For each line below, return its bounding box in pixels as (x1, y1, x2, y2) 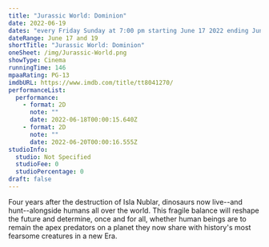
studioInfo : (8, 145, 48, 153)
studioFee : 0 (15, 161, 59, 169)
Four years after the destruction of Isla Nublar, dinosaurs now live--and (8, 197, 243, 206)
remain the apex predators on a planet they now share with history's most (8, 222, 251, 232)
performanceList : (8, 86, 66, 94)
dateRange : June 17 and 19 (8, 34, 98, 42)
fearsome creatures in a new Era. (8, 231, 118, 241)
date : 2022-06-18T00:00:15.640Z (29, 116, 138, 124)
